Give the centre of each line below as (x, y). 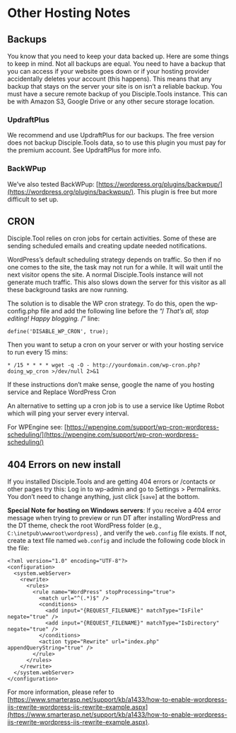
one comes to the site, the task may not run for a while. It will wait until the (116, 267)
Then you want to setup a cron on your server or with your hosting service (116, 345)
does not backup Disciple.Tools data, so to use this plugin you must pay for (117, 142)
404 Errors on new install (64, 465)
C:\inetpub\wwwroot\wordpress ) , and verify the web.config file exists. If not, (117, 533)
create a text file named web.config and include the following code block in (116, 541)
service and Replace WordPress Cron (62, 392)
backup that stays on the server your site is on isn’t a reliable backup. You (115, 86)
